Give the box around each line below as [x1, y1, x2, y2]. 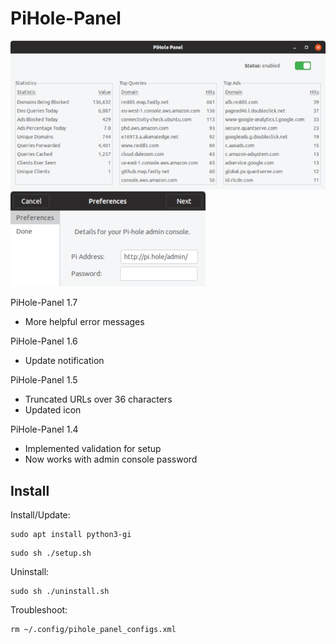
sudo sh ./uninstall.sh [10, 587, 110, 597]
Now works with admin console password [24, 453, 198, 466]
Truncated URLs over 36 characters [24, 393, 173, 406]
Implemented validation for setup [24, 443, 162, 455]
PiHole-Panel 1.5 [10, 374, 78, 386]
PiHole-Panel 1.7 [10, 297, 78, 309]
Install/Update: [10, 509, 71, 521]
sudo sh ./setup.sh [10, 548, 92, 559]
